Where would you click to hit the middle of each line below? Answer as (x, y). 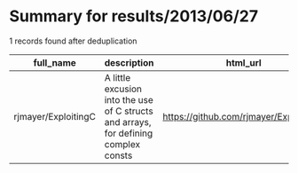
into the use (129, 99)
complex (122, 144)
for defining (129, 133)
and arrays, (128, 122)
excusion (123, 89)
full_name (55, 62)
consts (118, 155)
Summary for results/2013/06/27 (134, 16)
